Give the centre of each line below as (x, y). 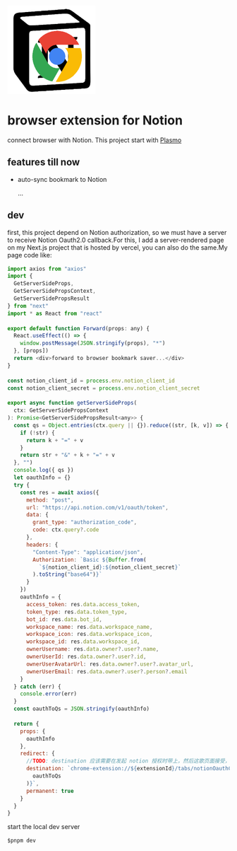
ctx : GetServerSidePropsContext (61, 411)
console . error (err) (49, 694)
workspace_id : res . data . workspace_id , (83, 642)
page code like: (30, 255)
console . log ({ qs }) (44, 470)
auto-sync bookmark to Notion (62, 179)
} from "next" (28, 306)
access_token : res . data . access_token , (83, 604)
